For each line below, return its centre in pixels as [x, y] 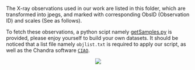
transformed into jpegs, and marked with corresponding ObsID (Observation [98, 14]
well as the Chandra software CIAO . [48, 50]
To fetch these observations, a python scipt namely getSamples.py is [89, 32]
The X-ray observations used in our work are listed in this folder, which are [96, 8]
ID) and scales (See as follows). [44, 21]
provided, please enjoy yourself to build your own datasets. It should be [92, 38]
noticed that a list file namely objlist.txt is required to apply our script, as [96, 44]
